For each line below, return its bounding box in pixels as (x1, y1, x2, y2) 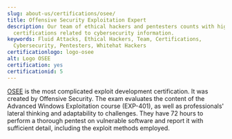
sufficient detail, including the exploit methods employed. (7, 124, 171, 132)
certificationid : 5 (7, 68, 64, 75)
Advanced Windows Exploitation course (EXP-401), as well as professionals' (7, 102, 224, 110)
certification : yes (7, 62, 64, 68)
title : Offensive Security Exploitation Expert (7, 17, 147, 24)
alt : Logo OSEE (7, 55, 51, 62)
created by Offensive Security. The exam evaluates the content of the (7, 94, 205, 102)
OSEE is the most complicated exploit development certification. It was (7, 87, 209, 95)
